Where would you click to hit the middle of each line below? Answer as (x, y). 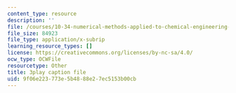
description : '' (31, 20)
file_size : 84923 (33, 33)
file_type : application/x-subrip (56, 40)
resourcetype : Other (38, 66)
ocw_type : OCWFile (34, 59)
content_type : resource (42, 14)
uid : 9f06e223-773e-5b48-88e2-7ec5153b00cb (72, 79)
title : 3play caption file (47, 72)
